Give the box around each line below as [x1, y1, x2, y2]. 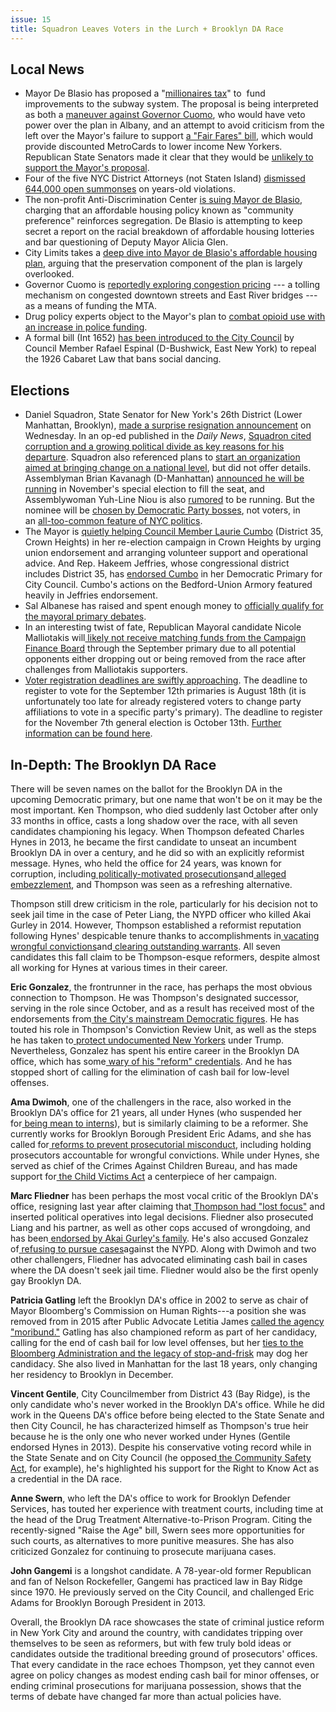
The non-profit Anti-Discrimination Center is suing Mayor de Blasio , [24, 194, 303, 206]
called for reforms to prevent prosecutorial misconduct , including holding [10, 1138, 312, 1150]
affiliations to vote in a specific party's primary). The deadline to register [24, 706, 323, 718]
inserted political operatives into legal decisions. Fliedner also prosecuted [10, 1211, 314, 1223]
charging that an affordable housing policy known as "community [24, 204, 294, 216]
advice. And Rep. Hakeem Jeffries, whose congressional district [24, 557, 290, 570]
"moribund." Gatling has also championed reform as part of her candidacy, [10, 1326, 318, 1338]
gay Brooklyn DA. [10, 1274, 82, 1286]
